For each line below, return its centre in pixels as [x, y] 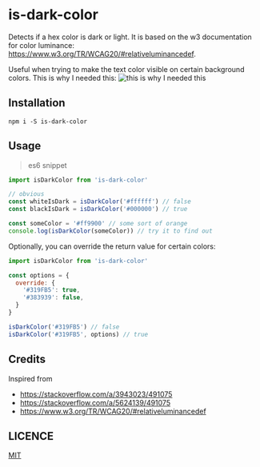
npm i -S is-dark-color [48, 122]
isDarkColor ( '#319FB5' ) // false [64, 327]
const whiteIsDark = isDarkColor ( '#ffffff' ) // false [100, 202]
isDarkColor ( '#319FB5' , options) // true [78, 334]
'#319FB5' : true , [52, 290]
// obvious [26, 194]
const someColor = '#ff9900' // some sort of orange [98, 224]
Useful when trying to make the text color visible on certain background [126, 69]
